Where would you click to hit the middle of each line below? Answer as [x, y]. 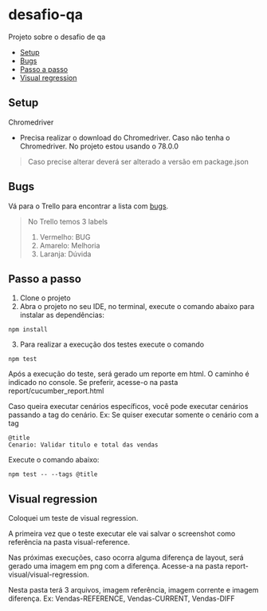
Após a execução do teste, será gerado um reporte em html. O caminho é [129, 374]
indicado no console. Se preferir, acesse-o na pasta [93, 383]
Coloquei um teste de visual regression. [73, 518]
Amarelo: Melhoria [70, 245]
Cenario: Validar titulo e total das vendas [83, 445]
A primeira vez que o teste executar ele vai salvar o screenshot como [122, 534]
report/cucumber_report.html [56, 391]
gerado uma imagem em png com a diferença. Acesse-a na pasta [116, 566]
